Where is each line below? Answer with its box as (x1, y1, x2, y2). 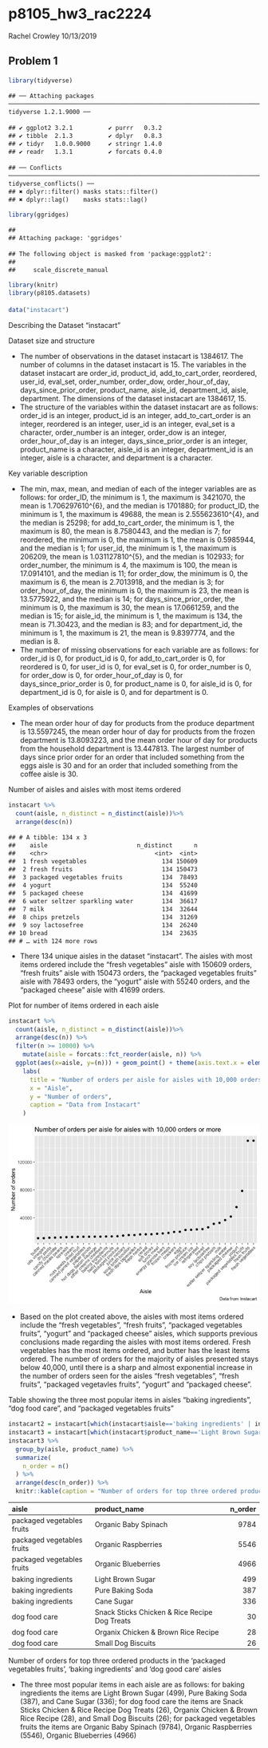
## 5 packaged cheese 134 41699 (8, 889, 198, 898)
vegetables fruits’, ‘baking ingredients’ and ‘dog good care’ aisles (8, 1664, 222, 1674)
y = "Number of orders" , (29, 1092, 112, 1101)
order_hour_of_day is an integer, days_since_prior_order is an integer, (19, 436, 248, 445)
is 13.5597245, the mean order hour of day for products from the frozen (19, 727, 255, 736)
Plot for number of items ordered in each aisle (8, 1000, 160, 1010)
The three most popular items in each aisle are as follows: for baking (19, 1680, 245, 1690)
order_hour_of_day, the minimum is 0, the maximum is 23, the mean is (19, 586, 250, 595)
